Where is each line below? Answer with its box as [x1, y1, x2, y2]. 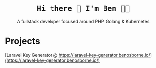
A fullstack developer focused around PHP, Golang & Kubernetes [17, 18, 150, 24]
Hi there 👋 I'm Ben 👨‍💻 [36, 4, 130, 13]
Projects [5, 36, 41, 47]
